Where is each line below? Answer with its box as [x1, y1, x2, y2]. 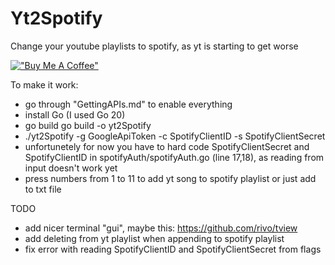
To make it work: [10, 78, 79, 91]
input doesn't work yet [24, 162, 118, 174]
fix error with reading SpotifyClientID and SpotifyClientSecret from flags [24, 243, 322, 255]
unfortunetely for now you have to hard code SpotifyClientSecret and [24, 140, 310, 152]
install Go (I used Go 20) [24, 108, 126, 121]
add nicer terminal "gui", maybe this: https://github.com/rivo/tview [24, 222, 298, 234]
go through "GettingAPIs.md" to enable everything [24, 98, 233, 110]
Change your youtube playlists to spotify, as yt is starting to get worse [10, 40, 299, 52]
